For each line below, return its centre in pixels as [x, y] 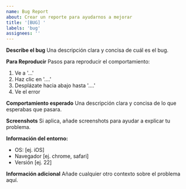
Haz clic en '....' [33, 79]
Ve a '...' [24, 73]
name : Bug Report [27, 11]
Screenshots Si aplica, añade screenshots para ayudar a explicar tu [88, 121]
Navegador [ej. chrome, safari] [52, 156]
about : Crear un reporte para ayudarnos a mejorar [69, 17]
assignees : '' [23, 34]
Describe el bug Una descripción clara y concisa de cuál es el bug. [87, 50]
